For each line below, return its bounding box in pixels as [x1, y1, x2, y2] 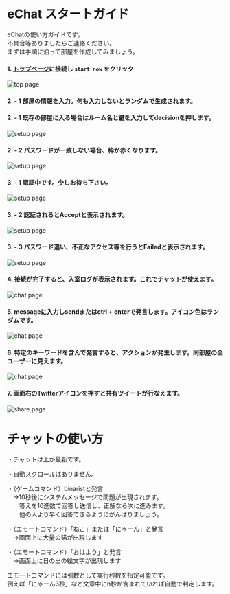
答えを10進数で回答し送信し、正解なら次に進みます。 [19, 501, 170, 510]
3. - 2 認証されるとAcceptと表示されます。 [7, 210, 128, 218]
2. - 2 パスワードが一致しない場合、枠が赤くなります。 [7, 146, 161, 155]
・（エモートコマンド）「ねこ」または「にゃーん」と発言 [7, 525, 163, 533]
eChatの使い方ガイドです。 [7, 30, 84, 38]
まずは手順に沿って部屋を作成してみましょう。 [7, 47, 139, 56]
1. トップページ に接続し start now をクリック [7, 65, 134, 73]
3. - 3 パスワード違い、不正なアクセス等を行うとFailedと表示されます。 [7, 243, 209, 251]
